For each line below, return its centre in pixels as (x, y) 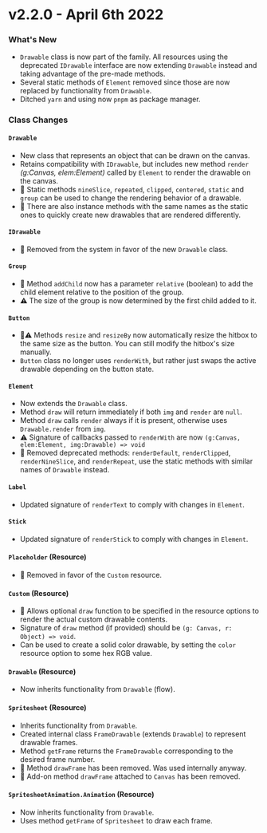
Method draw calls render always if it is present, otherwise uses (124, 420)
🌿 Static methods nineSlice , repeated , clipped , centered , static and (132, 189)
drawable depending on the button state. (86, 369)
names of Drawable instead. (65, 470)
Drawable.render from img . (63, 429)
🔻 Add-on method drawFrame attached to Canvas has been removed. (130, 776)
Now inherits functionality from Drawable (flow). (97, 689)
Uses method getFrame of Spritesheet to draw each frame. (116, 820)
